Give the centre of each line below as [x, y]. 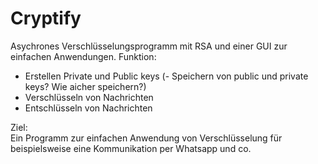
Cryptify [46, 18]
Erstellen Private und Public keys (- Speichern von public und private [166, 76]
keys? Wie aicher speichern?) [85, 86]
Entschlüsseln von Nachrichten [88, 108]
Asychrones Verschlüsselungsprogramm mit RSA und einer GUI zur [149, 46]
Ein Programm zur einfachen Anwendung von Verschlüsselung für [146, 138]
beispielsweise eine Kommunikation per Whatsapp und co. [131, 148]
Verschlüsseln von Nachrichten [89, 97]
